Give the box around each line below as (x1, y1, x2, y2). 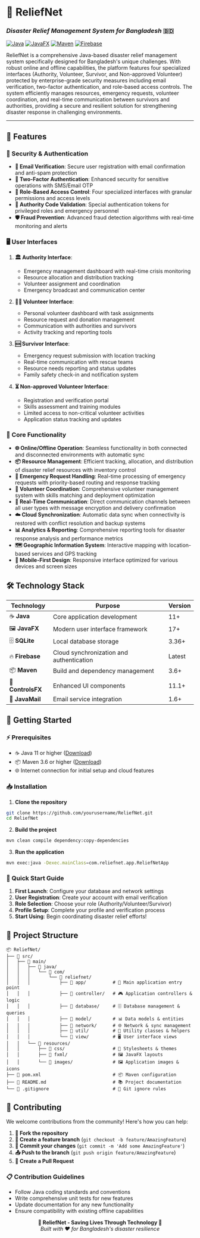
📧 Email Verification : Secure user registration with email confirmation (14, 163, 186, 170)
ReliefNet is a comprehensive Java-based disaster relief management (6, 52, 177, 59)
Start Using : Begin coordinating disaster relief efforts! (14, 913, 147, 920)
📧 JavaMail (9, 695, 41, 703)
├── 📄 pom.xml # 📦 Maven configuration (6, 1072, 177, 1078)
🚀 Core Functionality (6, 431, 67, 439)
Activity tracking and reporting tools (23, 329, 112, 336)
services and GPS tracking (32, 550, 97, 557)
